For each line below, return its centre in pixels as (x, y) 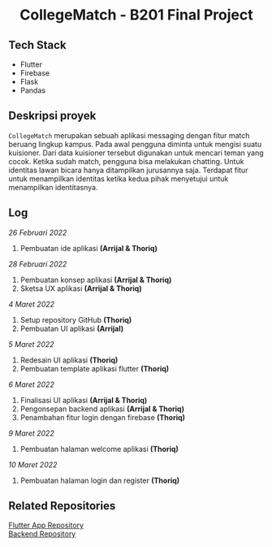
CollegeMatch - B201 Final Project (136, 15)
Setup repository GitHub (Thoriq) (76, 319)
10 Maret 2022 (33, 464)
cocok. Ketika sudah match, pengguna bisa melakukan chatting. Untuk (126, 161)
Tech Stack (37, 45)
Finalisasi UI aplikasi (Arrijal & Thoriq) (84, 400)
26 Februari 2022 (38, 232)
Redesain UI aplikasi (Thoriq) (69, 360)
